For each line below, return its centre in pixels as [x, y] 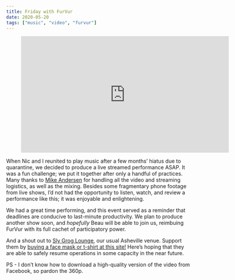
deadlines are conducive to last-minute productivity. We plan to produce [94, 217]
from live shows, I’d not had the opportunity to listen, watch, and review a [96, 192]
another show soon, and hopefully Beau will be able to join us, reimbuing [95, 223]
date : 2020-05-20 [28, 17]
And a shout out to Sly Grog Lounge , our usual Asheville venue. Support [94, 241]
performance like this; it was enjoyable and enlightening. [75, 199]
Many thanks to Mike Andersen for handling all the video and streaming [93, 180]
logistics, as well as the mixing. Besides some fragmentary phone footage [96, 186]
